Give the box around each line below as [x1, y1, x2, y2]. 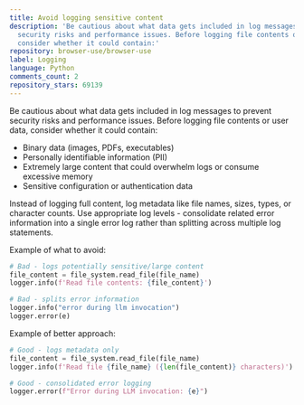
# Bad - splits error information [9, 295, 140, 304]
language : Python [9, 64, 75, 73]
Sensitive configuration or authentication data [22, 180, 193, 191]
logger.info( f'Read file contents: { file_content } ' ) [9, 278, 213, 287]
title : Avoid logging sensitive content [9, 13, 165, 23]
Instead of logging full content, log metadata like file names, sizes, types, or [9, 198, 292, 209]
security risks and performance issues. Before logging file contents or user [9, 115, 290, 126]
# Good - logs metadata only [9, 345, 119, 354]
